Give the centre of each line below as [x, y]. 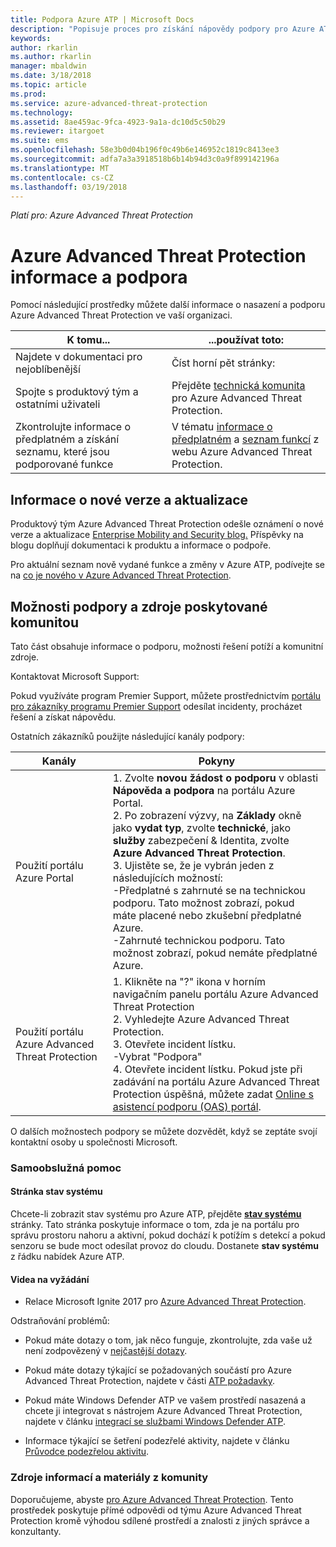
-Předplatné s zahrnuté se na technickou [209, 890]
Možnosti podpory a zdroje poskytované [139, 606]
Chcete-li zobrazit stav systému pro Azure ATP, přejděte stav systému [156, 1214]
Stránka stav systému [56, 1192]
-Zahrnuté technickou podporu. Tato [199, 940]
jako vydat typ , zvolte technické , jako [202, 828]
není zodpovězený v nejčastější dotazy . [106, 1351]
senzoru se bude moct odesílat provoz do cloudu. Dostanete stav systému [165, 1246]
